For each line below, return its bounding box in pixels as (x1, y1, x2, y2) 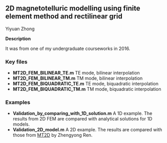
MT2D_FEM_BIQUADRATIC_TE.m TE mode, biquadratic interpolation (12, 81, 159, 87)
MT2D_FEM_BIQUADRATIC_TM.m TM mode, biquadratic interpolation (12, 86, 161, 92)
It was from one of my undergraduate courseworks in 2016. (5, 45, 131, 52)
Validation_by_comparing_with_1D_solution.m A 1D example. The (12, 110, 153, 116)
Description (5, 35, 31, 41)
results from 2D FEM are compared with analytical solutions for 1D (12, 116, 153, 122)
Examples (5, 99, 31, 106)
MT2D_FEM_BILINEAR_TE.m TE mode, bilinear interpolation (12, 70, 140, 76)
